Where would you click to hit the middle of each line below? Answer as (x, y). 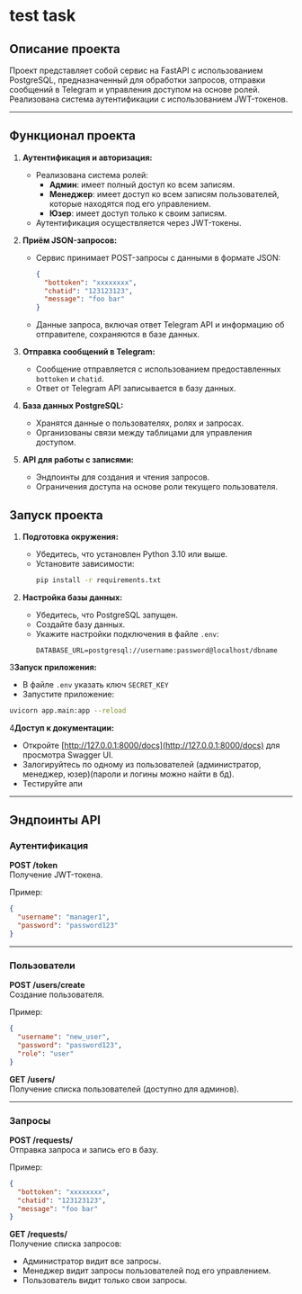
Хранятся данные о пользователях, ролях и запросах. (140, 423)
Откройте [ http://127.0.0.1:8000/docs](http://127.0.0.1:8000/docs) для (151, 745)
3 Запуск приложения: (53, 667)
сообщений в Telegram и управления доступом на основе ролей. (135, 90)
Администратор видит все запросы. (92, 1262)
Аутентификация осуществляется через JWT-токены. (138, 222)
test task (43, 16)
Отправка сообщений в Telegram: (89, 352)
